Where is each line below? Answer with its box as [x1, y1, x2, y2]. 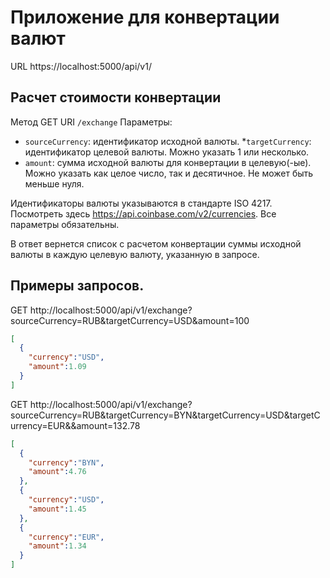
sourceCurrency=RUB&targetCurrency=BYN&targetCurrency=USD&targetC [10, 409, 321, 421]
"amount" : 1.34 [28, 541, 87, 551]
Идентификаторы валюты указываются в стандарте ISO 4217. [10, 197, 273, 209]
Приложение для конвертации [10, 6, 280, 29]
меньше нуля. [24, 177, 85, 190]
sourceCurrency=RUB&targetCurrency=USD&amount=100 [10, 314, 250, 326]
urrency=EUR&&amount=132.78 [10, 419, 141, 431]
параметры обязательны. [10, 218, 120, 230]
